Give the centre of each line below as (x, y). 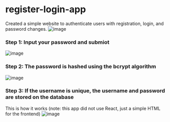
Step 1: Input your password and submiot (57, 42)
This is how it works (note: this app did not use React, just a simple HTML (83, 108)
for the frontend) (23, 114)
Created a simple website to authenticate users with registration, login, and (85, 23)
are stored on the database (40, 97)
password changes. (26, 29)
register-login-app (46, 9)
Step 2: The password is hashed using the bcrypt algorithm (81, 66)
